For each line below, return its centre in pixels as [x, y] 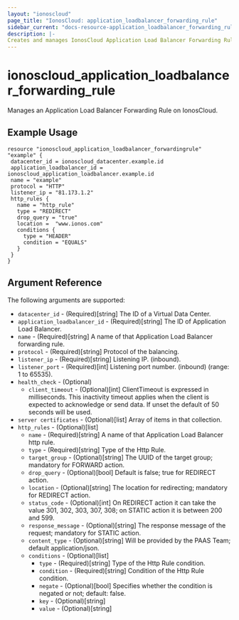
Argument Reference [55, 283]
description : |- [31, 34]
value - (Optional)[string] [75, 608]
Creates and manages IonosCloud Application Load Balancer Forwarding [114, 41]
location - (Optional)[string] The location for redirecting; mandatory [128, 487]
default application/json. [64, 547]
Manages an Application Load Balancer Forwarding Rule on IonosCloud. [113, 110]
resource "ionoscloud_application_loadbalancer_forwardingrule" [105, 149]
